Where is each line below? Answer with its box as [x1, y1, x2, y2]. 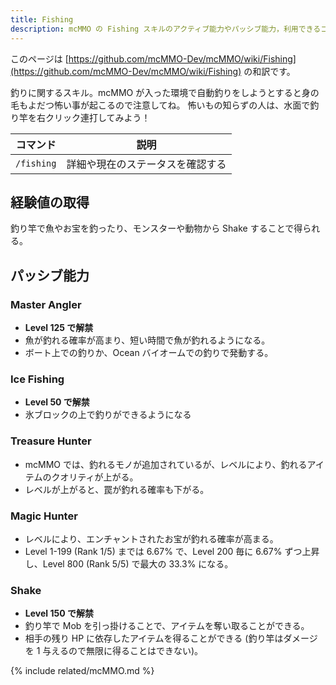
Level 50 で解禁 [24, 396, 90, 408]
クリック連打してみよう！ [44, 111, 151, 123]
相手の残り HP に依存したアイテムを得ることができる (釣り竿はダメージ [24, 632, 318, 645]
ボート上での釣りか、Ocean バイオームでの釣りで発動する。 [24, 347, 274, 358]
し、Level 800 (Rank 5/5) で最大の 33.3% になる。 [24, 557, 234, 570]
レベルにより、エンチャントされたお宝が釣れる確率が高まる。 [24, 532, 279, 545]
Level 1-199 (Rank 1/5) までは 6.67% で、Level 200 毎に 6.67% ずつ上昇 [24, 545, 320, 557]
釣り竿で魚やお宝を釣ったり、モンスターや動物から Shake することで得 [10, 222, 303, 235]
